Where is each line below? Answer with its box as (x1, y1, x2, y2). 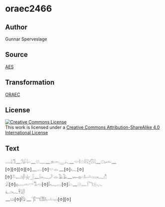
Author (5, 23, 27, 31)
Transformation (5, 78, 55, 87)
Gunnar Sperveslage (5, 36, 47, 42)
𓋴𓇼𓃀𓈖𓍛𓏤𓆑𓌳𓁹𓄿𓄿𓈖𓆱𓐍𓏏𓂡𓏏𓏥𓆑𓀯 (5, 174, 107, 180)
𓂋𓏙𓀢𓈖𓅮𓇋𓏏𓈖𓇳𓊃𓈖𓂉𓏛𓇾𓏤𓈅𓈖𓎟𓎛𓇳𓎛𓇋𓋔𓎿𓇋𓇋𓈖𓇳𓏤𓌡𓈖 (5, 159, 117, 165)
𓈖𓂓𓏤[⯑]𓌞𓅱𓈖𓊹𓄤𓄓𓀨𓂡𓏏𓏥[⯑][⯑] (5, 197, 71, 203)
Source (5, 50, 28, 59)
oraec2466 (5, 3, 52, 14)
